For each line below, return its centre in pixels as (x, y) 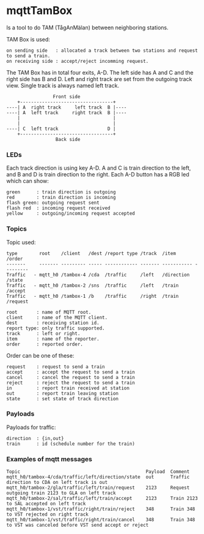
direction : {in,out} (35, 438)
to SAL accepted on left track (46, 504)
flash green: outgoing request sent (53, 203)
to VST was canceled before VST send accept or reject (78, 525)
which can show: (27, 181)
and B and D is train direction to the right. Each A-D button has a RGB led (98, 175)
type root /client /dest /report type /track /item (91, 253)
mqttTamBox (39, 11)
